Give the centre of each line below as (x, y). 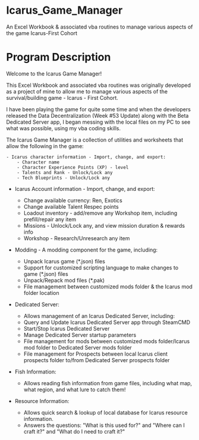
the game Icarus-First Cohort (42, 33)
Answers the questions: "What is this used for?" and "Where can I (104, 425)
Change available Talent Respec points (71, 206)
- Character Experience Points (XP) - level (73, 167)
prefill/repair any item (50, 219)
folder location (41, 293)
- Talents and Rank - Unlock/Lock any (65, 172)
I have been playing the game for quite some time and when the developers (99, 109)
